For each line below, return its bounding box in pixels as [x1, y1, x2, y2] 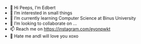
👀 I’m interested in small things [9, 10, 73, 16]
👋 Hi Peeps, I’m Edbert [9, 5, 56, 10]
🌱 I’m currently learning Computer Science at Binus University [9, 15, 136, 21]
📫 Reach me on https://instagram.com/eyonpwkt [9, 26, 110, 32]
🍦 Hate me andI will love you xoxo [9, 33, 79, 39]
